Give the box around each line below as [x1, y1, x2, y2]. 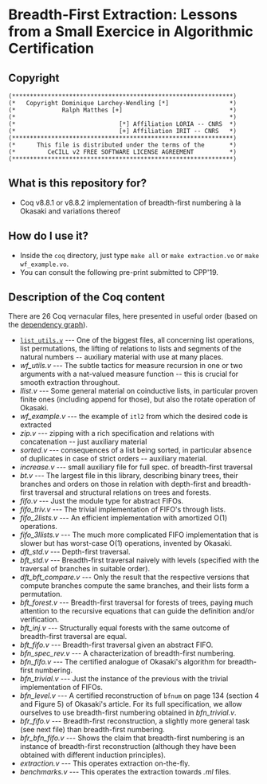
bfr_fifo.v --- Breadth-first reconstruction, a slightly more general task [19, 716, 250, 726]
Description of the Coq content [8, 291, 165, 304]
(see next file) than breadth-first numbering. [19, 725, 165, 735]
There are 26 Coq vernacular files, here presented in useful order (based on [8, 312, 257, 321]
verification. [19, 615, 60, 625]
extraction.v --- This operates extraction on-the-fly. [19, 759, 190, 768]
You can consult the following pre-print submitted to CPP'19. [19, 267, 219, 276]
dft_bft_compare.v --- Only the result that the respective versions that [19, 572, 249, 582]
